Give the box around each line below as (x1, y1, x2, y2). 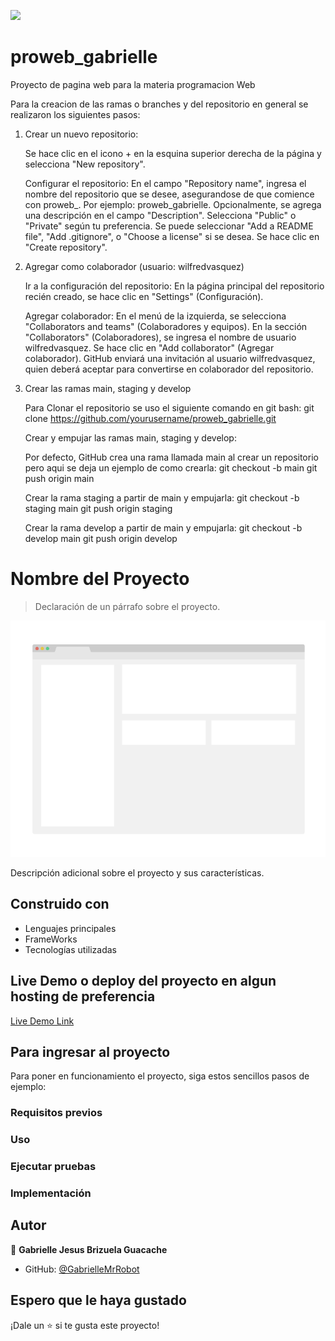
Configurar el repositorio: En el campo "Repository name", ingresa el (24, 177, 307, 189)
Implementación (10, 1186, 92, 1200)
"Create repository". (24, 241, 108, 253)
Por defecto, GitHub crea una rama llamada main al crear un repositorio (24, 451, 319, 463)
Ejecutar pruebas (10, 1160, 97, 1174)
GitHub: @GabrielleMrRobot (24, 1263, 140, 1275)
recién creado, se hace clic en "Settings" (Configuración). (24, 290, 264, 302)
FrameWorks (24, 933, 78, 945)
